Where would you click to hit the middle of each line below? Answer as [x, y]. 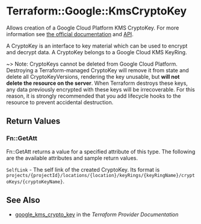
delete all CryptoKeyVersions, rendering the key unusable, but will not [93, 76]
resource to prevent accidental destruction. [60, 102]
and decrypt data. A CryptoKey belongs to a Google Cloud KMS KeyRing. [97, 52]
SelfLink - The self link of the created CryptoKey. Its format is [83, 169]
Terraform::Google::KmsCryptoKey [97, 11]
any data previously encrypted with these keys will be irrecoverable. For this [101, 89]
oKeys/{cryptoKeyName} [35, 182]
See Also [23, 200]
